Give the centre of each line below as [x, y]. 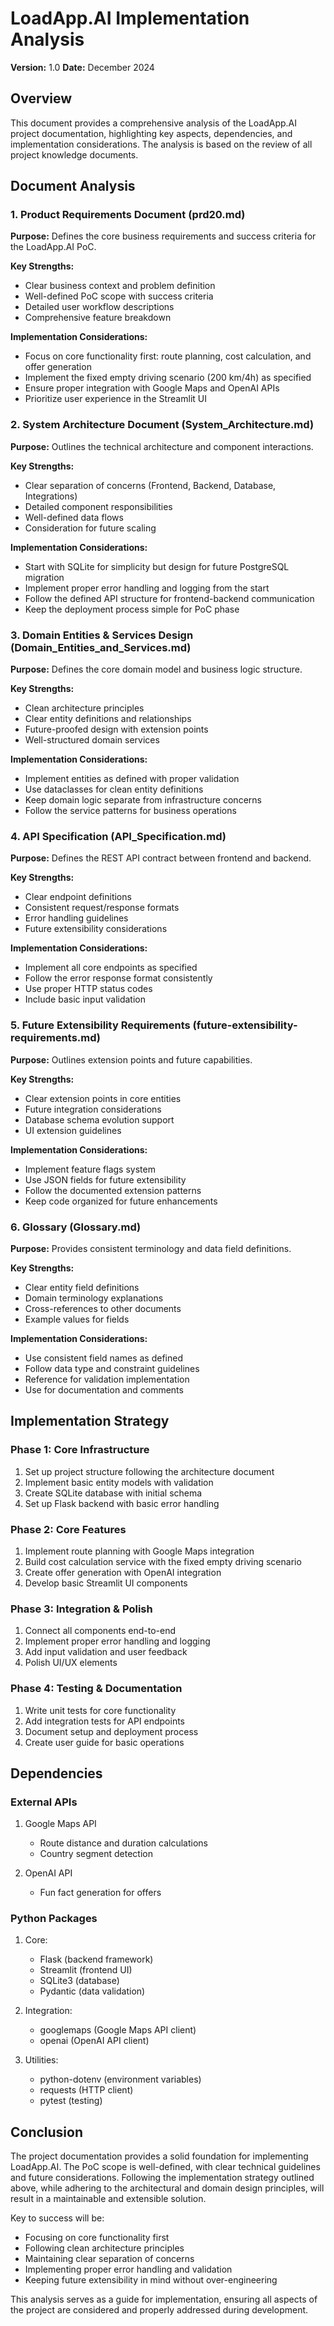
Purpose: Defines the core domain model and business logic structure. [156, 669]
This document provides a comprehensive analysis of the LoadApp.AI [153, 123]
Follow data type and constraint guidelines [112, 1368]
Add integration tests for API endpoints [105, 1721]
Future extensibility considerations [96, 929]
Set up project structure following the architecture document [149, 1471]
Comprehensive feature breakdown [98, 318]
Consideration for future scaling [90, 528]
